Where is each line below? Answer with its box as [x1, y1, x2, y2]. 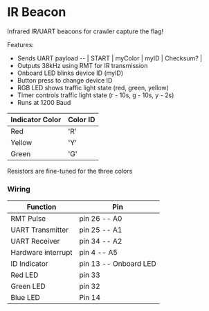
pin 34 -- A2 [79, 237, 122, 246]
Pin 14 [79, 293, 101, 303]
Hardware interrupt [10, 248, 73, 258]
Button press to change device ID [17, 76, 113, 84]
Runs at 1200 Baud [17, 98, 71, 106]
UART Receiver [10, 237, 60, 246]
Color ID [68, 115, 96, 124]
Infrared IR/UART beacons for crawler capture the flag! [7, 27, 164, 35]
